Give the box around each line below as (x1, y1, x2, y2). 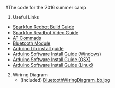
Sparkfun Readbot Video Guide (12, 30, 79, 35)
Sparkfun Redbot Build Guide (12, 24, 74, 30)
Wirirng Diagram (12, 72, 48, 78)
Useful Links (12, 14, 39, 20)
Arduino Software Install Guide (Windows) (12, 51, 101, 57)
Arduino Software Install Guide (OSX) (12, 56, 91, 63)
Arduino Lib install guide (12, 46, 64, 51)
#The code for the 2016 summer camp (5, 5, 86, 10)
